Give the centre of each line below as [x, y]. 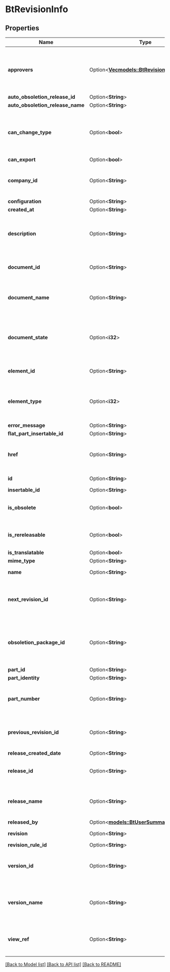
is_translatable [26, 553]
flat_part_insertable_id [36, 434]
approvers [20, 70]
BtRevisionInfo [37, 9]
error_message [27, 425]
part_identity [24, 678]
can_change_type [30, 132]
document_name [29, 297]
